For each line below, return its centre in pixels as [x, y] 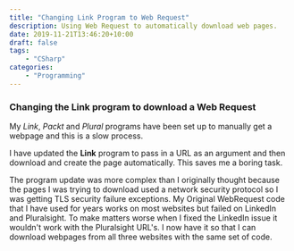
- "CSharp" [46, 59]
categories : [31, 68]
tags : [19, 51]
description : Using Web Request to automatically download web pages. [143, 26]
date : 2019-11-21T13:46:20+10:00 [71, 34]
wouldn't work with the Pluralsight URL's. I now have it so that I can [133, 228]
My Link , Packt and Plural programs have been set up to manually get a [141, 127]
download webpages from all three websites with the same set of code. [141, 237]
